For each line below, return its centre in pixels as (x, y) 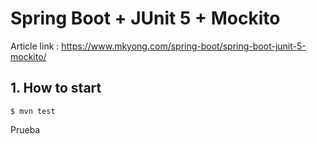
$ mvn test (33, 111)
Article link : (35, 46)
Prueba (25, 129)
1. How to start (56, 88)
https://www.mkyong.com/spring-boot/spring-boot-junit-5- (184, 46)
